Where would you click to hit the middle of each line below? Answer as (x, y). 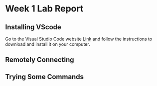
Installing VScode (33, 27)
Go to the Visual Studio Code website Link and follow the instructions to (79, 39)
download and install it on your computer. (48, 44)
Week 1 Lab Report (44, 9)
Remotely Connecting (40, 60)
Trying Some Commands (44, 77)
